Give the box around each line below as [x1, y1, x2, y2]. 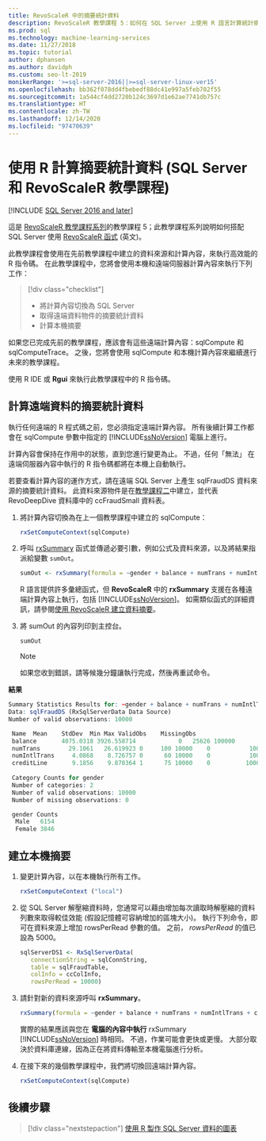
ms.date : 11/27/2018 [8, 41, 77, 49]
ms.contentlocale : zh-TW [8, 108, 90, 116]
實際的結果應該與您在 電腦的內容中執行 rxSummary [19, 1024, 187, 1034]
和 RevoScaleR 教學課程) [8, 179, 170, 197]
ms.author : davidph [8, 63, 73, 71]
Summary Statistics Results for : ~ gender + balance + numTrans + [8, 701, 228, 709]
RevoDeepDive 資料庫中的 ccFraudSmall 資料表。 [8, 495, 169, 505]
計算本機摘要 [39, 321, 82, 330]
